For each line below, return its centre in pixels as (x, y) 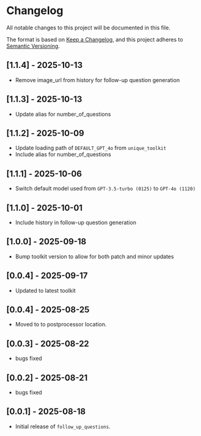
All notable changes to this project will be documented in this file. (89, 28)
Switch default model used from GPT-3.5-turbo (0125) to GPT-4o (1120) (105, 189)
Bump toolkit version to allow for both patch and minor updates (94, 256)
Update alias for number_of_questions (63, 114)
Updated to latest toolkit (46, 290)
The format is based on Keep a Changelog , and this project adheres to (95, 39)
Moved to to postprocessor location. (61, 325)
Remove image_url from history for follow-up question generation (97, 80)
